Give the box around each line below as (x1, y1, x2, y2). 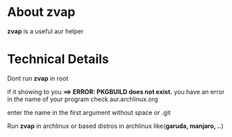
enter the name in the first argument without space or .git (7, 108, 172, 116)
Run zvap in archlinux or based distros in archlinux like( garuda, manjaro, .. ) (7, 122, 224, 130)
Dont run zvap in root (7, 74, 69, 82)
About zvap (7, 4, 76, 20)
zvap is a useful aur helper (7, 27, 84, 35)
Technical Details (7, 51, 109, 67)
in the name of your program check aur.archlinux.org (7, 95, 158, 103)
